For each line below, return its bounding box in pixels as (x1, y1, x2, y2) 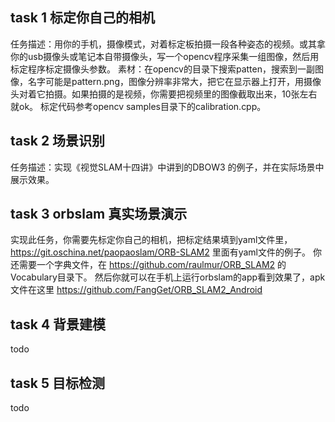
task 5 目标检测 (10, 374, 105, 392)
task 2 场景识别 (10, 133, 106, 150)
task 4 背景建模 (10, 316, 107, 333)
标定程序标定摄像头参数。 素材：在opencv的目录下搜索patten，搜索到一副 (10, 63, 315, 75)
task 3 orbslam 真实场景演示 (10, 206, 188, 223)
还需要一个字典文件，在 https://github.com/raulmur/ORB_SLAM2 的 (10, 259, 287, 271)
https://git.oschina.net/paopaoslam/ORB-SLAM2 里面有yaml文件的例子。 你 (10, 246, 322, 258)
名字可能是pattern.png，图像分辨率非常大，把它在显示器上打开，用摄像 (27, 75, 322, 87)
